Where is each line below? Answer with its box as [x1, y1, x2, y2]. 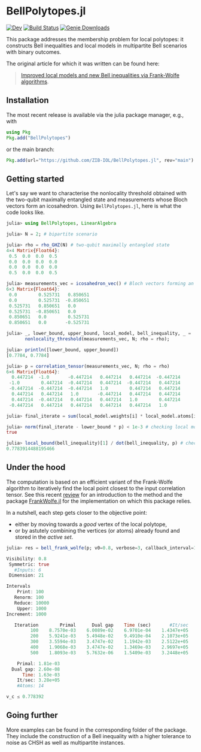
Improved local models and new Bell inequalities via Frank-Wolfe [20, 71, 179, 78]
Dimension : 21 [8, 572, 44, 579]
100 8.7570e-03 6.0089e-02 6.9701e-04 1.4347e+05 [30, 627, 188, 633]
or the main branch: [6, 146, 55, 153]
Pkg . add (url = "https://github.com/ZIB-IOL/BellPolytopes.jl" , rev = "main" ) [6, 157, 194, 163]
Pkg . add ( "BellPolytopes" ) [6, 135, 71, 141]
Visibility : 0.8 [6, 555, 47, 561]
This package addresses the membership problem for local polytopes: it [6, 35, 184, 43]
